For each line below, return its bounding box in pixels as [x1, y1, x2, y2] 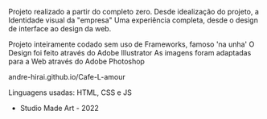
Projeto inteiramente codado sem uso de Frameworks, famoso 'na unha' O [8, 39, 255, 49]
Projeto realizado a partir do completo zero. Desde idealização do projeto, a [8, 7, 260, 16]
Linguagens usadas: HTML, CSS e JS [8, 88, 133, 97]
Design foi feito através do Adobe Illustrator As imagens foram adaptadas [8, 48, 252, 57]
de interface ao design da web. [8, 24, 112, 33]
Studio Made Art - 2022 [19, 104, 99, 113]
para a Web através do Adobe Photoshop [8, 56, 145, 66]
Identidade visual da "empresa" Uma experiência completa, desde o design [8, 15, 259, 25]
